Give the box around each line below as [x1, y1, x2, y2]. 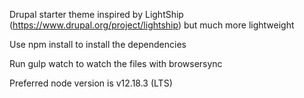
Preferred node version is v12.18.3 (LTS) [9, 77, 173, 89]
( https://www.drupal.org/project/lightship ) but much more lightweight [9, 19, 295, 31]
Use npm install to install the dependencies [9, 39, 187, 50]
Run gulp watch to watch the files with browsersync [9, 58, 223, 69]
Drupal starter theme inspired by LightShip [9, 9, 184, 20]
